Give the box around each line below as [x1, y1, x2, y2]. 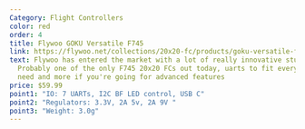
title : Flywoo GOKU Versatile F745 [9, 38, 144, 48]
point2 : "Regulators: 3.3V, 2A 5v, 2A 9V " [9, 97, 177, 107]
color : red [9, 22, 51, 31]
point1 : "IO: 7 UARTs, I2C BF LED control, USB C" [9, 89, 205, 98]
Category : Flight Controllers [9, 13, 124, 23]
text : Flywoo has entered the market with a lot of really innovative [9, 55, 282, 64]
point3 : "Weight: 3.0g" [9, 106, 100, 115]
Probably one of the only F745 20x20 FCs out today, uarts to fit [17, 64, 274, 74]
